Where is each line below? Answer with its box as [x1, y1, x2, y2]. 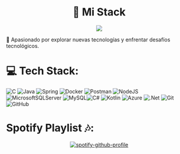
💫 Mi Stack [73, 5, 126, 19]
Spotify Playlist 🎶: [6, 121, 94, 135]
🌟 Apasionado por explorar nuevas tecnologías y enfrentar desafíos [6, 36, 171, 43]
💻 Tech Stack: [6, 65, 79, 78]
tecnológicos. [6, 42, 40, 49]
